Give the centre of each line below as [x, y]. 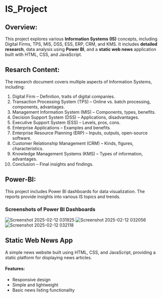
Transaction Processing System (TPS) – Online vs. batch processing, [81, 101]
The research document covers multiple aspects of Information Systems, [79, 81]
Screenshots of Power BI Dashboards [50, 209]
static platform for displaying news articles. [48, 257]
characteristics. [28, 149]
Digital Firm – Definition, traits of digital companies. [64, 96]
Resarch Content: [32, 70]
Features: [15, 269]
